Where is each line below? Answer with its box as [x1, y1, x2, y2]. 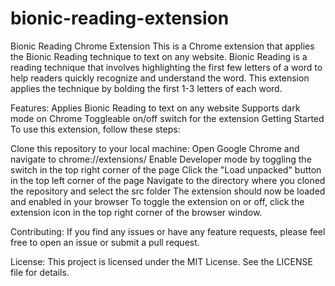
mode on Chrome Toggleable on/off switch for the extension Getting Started [10, 112, 325, 124]
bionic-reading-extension [10, 7, 230, 30]
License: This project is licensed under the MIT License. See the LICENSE [10, 255, 313, 267]
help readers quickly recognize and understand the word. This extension [10, 72, 310, 84]
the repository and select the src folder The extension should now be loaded [10, 185, 326, 197]
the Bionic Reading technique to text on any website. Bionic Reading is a [10, 50, 308, 62]
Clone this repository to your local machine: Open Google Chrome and [10, 142, 300, 154]
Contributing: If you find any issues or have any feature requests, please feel [10, 225, 326, 237]
